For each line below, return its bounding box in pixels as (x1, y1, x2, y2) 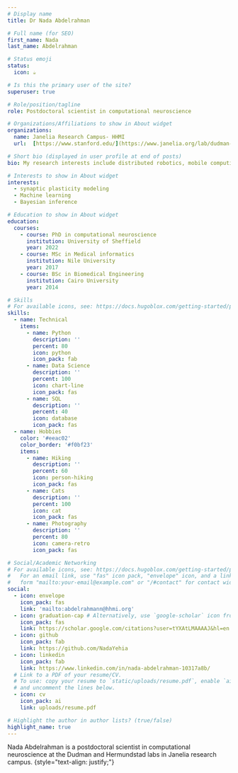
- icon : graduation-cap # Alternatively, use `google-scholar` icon (13, 612, 220, 619)
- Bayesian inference (13, 199, 78, 206)
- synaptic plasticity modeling (13, 185, 110, 193)
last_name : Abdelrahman (7, 43, 78, 50)
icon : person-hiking (33, 474, 93, 481)
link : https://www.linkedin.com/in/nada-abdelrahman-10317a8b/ (20, 665, 211, 672)
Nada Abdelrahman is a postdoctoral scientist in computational (7, 743, 191, 751)
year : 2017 (25, 264, 59, 271)
